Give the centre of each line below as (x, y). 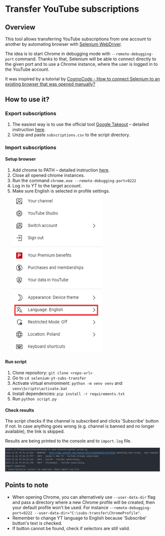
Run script (16, 362)
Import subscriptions (31, 147)
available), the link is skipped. (35, 431)
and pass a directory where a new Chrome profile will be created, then (83, 502)
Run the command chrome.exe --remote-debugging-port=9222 (74, 180)
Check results (20, 410)
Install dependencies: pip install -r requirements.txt (69, 394)
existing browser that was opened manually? (50, 84)
